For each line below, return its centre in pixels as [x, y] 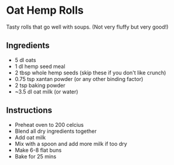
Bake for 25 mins [35, 156]
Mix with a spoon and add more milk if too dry [71, 144]
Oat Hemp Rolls [45, 10]
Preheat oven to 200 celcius [49, 124]
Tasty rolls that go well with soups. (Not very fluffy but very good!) [87, 27]
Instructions [29, 110]
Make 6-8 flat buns [38, 150]
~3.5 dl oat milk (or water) [46, 91]
